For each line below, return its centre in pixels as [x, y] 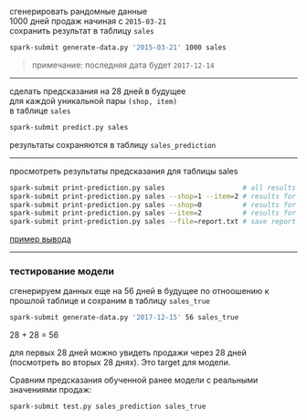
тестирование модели [62, 271]
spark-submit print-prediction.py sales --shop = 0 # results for [153, 205]
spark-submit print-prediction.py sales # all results [153, 188]
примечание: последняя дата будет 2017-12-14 [123, 65]
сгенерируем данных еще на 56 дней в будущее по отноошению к [139, 291]
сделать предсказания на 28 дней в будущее [98, 91]
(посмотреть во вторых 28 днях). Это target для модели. [120, 362]
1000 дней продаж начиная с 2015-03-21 [88, 21]
